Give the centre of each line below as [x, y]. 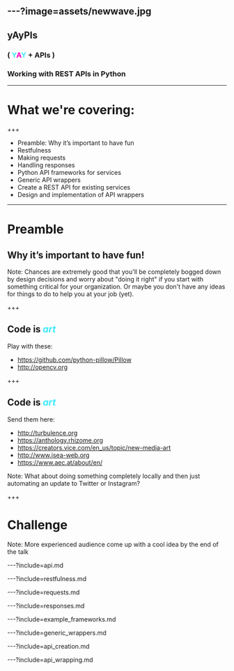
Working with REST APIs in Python [67, 74]
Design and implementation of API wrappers [81, 194]
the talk [18, 552]
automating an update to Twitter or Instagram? [74, 483]
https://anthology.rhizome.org [60, 440]
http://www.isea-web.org [53, 455]
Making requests [41, 157]
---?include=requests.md [44, 592]
